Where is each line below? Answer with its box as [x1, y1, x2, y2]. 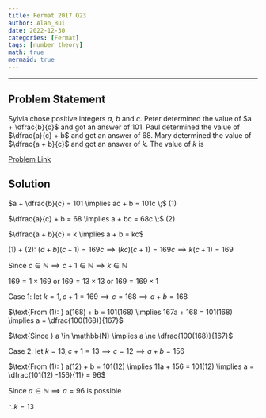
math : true [8, 48, 44, 56]
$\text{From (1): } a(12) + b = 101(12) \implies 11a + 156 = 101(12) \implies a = [8, 362, 255, 371]
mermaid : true [8, 56, 55, 64]
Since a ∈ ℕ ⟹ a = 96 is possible [8, 385, 122, 395]
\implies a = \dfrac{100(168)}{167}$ [8, 315, 124, 325]
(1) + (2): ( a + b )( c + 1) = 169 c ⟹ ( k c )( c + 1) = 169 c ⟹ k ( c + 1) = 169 [8, 244, 234, 254]
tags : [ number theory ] [8, 41, 83, 49]
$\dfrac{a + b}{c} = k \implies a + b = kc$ [8, 229, 144, 239]
